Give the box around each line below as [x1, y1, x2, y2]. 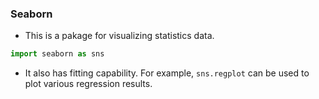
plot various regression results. [24, 78, 153, 90]
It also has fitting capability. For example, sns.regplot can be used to [24, 67, 310, 79]
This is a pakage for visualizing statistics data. [24, 30, 215, 42]
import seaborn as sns [10, 49, 105, 59]
